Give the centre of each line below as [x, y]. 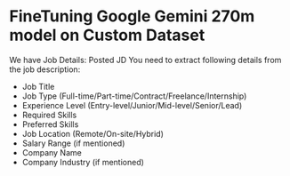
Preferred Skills [50, 124]
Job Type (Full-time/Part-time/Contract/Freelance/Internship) [134, 96]
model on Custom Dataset [107, 35]
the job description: [45, 69]
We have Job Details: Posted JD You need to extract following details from [145, 60]
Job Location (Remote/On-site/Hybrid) [93, 133]
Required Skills [49, 115]
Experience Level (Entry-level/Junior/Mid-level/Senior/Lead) [132, 105]
